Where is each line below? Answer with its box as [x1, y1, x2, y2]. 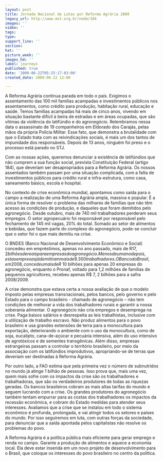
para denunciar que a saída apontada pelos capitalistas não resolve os [5, 420, 147, 426]
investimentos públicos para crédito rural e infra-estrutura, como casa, [5, 175, 147, 180]
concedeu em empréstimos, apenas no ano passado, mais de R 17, [5, 245, 137, 251]
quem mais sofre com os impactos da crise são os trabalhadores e [5, 373, 139, 379]
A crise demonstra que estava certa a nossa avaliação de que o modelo [5, 286, 149, 292]
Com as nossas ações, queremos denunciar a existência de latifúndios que [5, 154, 156, 160]
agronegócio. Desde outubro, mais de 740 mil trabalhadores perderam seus [5, 210, 157, 216]
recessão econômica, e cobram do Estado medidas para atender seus [5, 399, 146, 405]
